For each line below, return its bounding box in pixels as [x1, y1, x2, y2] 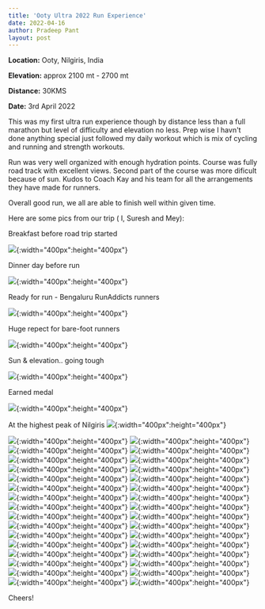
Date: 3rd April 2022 [8, 101, 76, 111]
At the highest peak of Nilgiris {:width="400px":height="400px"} [8, 420, 227, 430]
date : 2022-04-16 [8, 19, 66, 27]
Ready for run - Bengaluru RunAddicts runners [8, 293, 160, 302]
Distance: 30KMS [8, 86, 67, 96]
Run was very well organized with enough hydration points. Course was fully [8, 158, 258, 167]
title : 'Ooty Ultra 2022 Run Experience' [8, 11, 147, 20]
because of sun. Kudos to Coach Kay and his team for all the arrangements [8, 174, 253, 184]
